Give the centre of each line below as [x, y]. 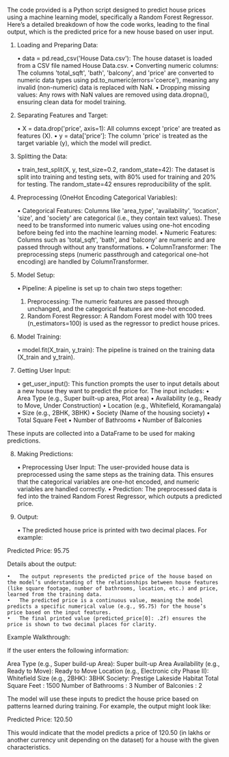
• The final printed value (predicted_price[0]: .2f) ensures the [107, 619]
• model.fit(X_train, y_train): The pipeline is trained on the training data [116, 350]
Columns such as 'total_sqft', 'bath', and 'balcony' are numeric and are [116, 240]
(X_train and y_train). [46, 357]
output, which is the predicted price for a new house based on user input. [110, 32]
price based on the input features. [59, 612]
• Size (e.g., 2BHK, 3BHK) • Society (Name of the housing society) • [113, 413]
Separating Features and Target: [62, 115]
